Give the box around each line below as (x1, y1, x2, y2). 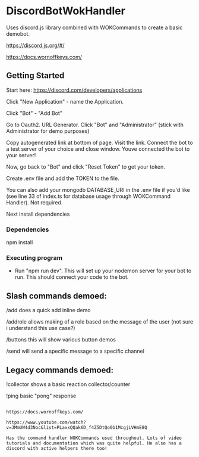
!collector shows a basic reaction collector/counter (6, 380, 131, 388)
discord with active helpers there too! (6, 445, 108, 451)
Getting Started (6, 70, 65, 81)
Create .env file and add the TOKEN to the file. (6, 175, 120, 182)
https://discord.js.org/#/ (6, 42, 65, 49)
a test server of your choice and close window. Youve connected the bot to (6, 145, 190, 153)
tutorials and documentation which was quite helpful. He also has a (6, 440, 182, 446)
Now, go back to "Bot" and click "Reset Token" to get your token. (6, 163, 165, 170)
